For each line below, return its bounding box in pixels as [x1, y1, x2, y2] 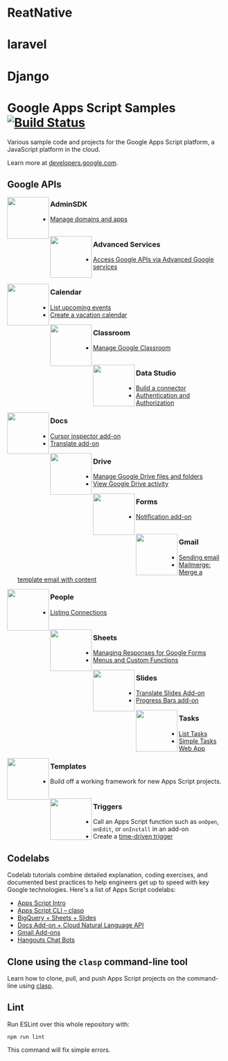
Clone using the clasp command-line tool [7, 956, 188, 967]
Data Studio [136, 369, 177, 378]
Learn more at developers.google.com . [7, 158, 119, 167]
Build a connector [136, 384, 186, 392]
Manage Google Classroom [93, 344, 171, 352]
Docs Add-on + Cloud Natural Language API [17, 921, 144, 929]
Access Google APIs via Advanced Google [93, 255, 214, 264]
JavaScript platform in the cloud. [7, 145, 100, 153]
